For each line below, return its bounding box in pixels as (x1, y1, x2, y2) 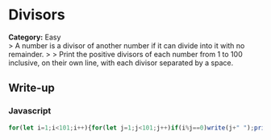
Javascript (8, 105, 52, 117)
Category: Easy (8, 32, 61, 42)
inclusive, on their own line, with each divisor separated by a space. (8, 58, 234, 68)
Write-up (8, 81, 55, 95)
